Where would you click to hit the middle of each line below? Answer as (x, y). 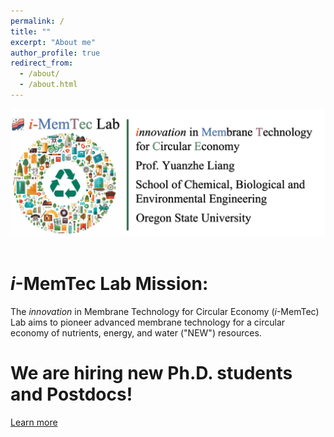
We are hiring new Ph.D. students (151, 372)
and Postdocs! (71, 394)
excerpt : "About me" (53, 42)
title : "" (31, 31)
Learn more (34, 422)
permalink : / (37, 21)
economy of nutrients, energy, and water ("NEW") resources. (136, 332)
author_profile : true (55, 53)
